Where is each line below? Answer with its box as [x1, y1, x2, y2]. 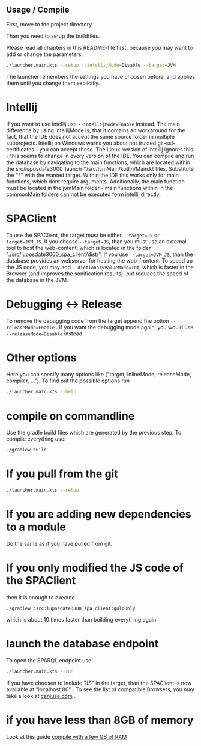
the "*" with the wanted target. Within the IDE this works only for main [6, 171, 179, 179]
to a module [6, 520, 66, 534]
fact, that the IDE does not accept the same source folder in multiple [6, 133, 175, 140]
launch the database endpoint [6, 637, 159, 650]
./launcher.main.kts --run [6, 668, 74, 674]
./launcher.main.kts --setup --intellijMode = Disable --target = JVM [6, 62, 176, 68]
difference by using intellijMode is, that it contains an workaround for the [6, 126, 186, 134]
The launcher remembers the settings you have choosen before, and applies [6, 73, 196, 80]
